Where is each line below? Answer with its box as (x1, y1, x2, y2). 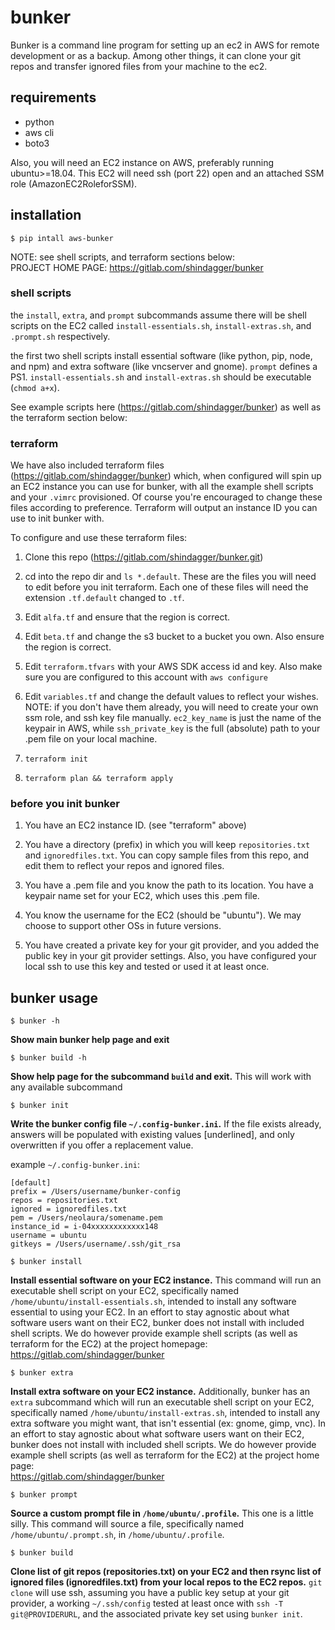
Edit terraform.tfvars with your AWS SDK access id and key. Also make (24, 661, 323, 673)
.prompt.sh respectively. (10, 330, 111, 342)
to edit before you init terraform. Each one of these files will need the (24, 581, 309, 593)
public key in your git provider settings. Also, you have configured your (24, 950, 317, 962)
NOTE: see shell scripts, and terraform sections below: (10, 251, 236, 263)
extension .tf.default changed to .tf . (24, 592, 185, 604)
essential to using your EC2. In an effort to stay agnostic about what (10, 1306, 290, 1318)
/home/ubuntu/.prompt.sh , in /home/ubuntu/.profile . (10, 1529, 225, 1541)
